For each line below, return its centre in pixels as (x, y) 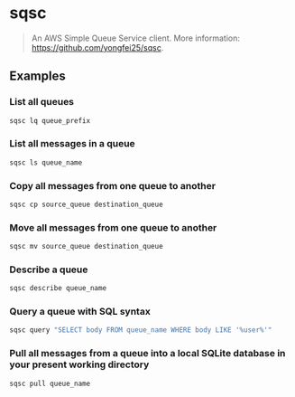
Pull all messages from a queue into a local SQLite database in (147, 354)
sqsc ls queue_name (46, 162)
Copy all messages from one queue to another (113, 185)
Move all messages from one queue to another (113, 227)
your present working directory (79, 364)
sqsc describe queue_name (58, 288)
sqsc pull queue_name (50, 383)
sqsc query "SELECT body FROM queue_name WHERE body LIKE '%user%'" (141, 330)
